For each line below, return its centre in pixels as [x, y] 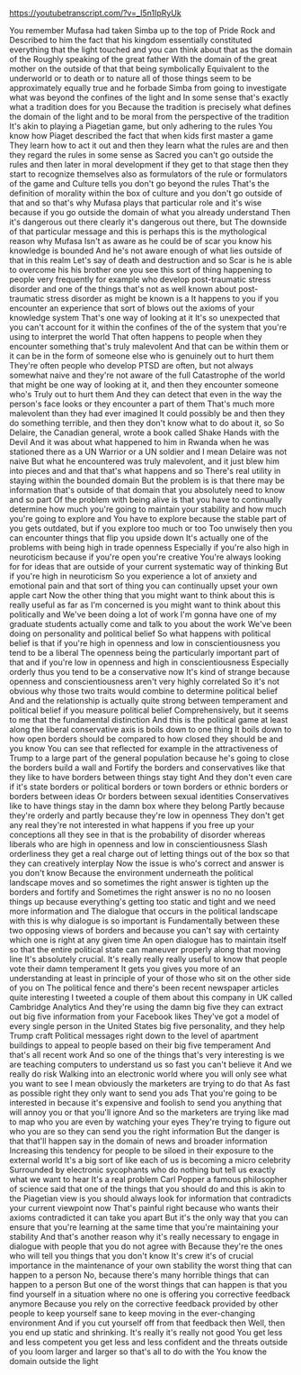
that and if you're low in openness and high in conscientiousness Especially [149, 662]
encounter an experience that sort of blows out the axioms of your [132, 308]
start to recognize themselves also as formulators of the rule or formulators [148, 174]
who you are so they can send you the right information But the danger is [145, 1131]
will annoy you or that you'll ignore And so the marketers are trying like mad [149, 1112]
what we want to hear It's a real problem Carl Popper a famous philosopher [148, 1179]
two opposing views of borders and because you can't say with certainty [144, 930]
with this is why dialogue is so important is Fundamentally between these [145, 921]
